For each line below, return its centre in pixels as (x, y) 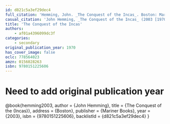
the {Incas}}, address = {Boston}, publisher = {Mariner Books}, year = (78, 111)
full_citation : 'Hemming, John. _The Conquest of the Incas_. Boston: (81, 15)
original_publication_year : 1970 (40, 48)
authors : (14, 29)
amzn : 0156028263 (24, 62)
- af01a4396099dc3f (35, 33)
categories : (18, 38)
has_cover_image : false (30, 52)
